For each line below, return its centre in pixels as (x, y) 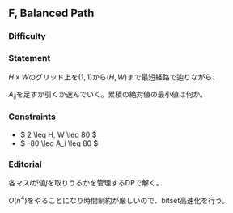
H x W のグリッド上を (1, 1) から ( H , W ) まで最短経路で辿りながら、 (114, 77)
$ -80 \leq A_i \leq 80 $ (59, 143)
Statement (30, 58)
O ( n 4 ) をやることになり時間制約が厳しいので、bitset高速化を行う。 (119, 200)
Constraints (32, 117)
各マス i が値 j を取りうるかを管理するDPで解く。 (86, 183)
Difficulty (27, 36)
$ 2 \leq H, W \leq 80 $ (58, 134)
